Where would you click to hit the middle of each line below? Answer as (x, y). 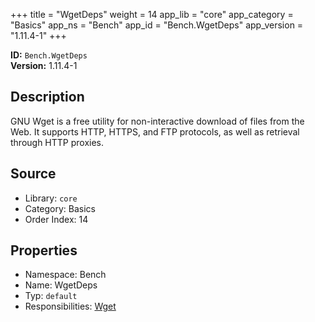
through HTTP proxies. (57, 142)
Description (47, 97)
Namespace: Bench (65, 275)
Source (33, 174)
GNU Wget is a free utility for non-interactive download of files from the (157, 121)
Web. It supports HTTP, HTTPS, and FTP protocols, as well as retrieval (155, 131)
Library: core (51, 198)
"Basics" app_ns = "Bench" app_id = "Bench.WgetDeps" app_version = (157, 25)
